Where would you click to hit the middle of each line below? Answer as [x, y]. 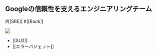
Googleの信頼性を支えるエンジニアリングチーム [78, 9]
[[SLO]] [20, 40]
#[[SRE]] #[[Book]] [24, 21]
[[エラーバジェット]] [33, 46]
